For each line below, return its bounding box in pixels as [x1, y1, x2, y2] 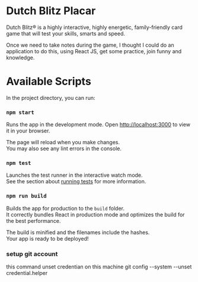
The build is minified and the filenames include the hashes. [6, 229, 150, 236]
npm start [6, 109, 34, 116]
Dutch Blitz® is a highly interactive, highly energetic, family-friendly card [6, 24, 183, 31]
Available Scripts [6, 75, 92, 88]
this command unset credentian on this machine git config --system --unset [6, 263, 192, 270]
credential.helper [6, 270, 48, 277]
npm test [6, 160, 31, 167]
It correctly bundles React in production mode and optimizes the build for [6, 211, 185, 218]
